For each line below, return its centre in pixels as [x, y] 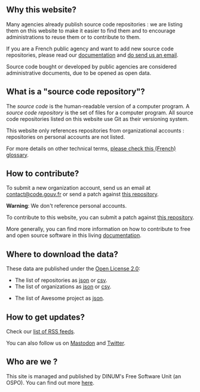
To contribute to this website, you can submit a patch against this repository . [100, 217]
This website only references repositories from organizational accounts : [95, 130]
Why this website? [41, 10]
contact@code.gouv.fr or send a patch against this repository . [83, 195]
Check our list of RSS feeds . [41, 332]
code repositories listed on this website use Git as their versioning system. [98, 118]
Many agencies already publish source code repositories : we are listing [95, 24]
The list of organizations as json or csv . [63, 287]
